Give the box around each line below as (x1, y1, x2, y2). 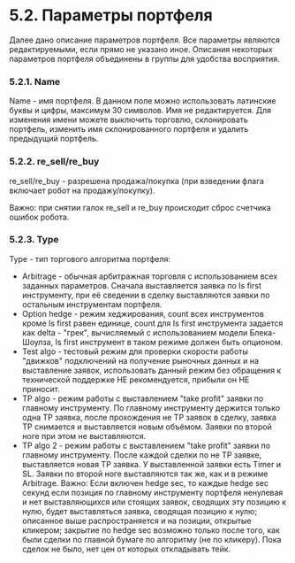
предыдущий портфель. (9, 134, 99, 144)
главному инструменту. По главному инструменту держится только (21, 402, 281, 413)
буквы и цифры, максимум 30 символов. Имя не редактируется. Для (9, 105, 272, 116)
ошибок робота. (9, 212, 70, 222)
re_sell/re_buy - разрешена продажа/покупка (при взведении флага (9, 175, 265, 186)
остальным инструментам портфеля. (21, 298, 163, 310)
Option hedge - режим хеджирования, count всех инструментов (21, 308, 265, 319)
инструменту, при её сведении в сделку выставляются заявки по (21, 289, 270, 300)
